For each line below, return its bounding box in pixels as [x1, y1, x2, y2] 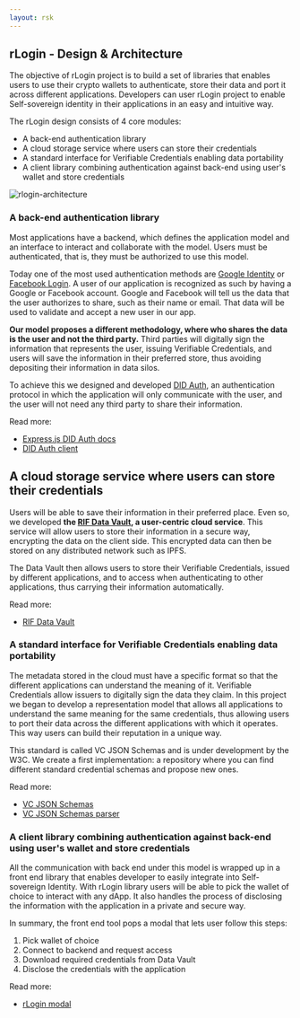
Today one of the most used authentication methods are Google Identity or [9, 268, 285, 279]
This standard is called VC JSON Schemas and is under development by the [9, 744, 289, 755]
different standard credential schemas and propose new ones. [9, 764, 239, 775]
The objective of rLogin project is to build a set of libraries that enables [9, 70, 271, 81]
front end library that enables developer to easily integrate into [9, 872, 240, 882]
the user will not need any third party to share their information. [9, 399, 244, 409]
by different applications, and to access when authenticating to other [9, 572, 264, 583]
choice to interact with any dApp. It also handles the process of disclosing [9, 891, 283, 902]
